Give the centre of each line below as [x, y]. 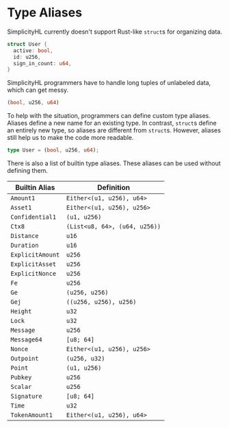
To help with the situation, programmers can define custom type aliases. [109, 116]
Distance [25, 236]
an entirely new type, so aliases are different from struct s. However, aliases [114, 130]
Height [21, 311]
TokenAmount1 [32, 415]
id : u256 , [27, 57]
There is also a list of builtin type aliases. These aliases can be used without [114, 163]
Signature [26, 396]
